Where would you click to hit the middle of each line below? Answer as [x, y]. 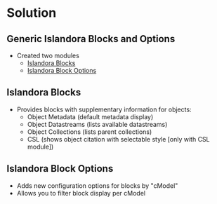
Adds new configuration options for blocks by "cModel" [97, 185]
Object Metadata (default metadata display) [90, 116]
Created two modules [48, 55]
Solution [32, 13]
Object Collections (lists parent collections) [90, 132]
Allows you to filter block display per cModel [81, 193]
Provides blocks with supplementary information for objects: [104, 109]
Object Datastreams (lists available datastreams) [97, 124]
